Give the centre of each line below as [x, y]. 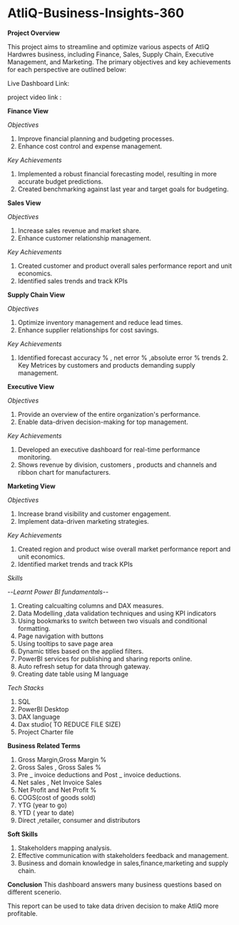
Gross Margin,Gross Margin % [62, 759]
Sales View [24, 203]
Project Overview [34, 33]
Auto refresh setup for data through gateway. [84, 666]
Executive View [31, 386]
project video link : [35, 97]
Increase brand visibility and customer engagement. [94, 514]
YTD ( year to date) [46, 812]
